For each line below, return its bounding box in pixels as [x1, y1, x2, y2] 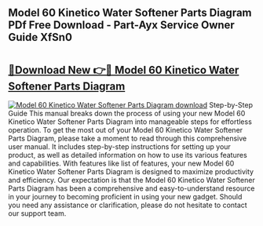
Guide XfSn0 [8, 31, 73, 44]
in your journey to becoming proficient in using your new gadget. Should [8, 192, 243, 201]
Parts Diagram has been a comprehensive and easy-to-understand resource [8, 184, 255, 193]
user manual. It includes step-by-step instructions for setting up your [8, 142, 232, 151]
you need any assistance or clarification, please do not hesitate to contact [8, 200, 247, 210]
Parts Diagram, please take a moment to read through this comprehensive [8, 133, 247, 143]
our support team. [8, 209, 67, 218]
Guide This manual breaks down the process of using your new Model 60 [8, 109, 246, 118]
